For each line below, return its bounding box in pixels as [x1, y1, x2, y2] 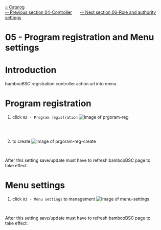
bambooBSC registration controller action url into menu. [5, 81, 118, 87]
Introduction [5, 65, 57, 76]
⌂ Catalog [5, 4, 25, 10]
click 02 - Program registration [12, 114, 78, 120]
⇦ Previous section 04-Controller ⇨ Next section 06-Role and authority [5, 9, 156, 15]
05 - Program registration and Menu [5, 32, 154, 43]
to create [12, 138, 31, 144]
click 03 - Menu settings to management [12, 196, 95, 202]
